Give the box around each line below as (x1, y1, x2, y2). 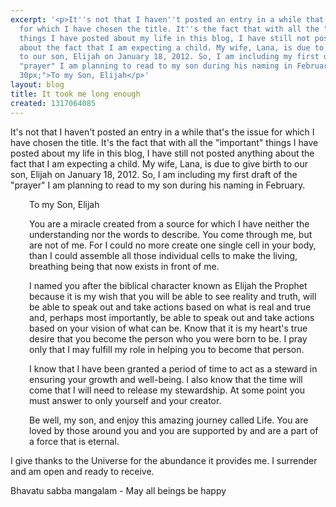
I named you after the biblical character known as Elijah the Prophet (29, 279, 308, 291)
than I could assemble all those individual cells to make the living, (29, 249, 298, 261)
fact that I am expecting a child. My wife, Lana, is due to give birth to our (10, 157, 308, 170)
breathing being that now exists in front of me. (29, 260, 220, 272)
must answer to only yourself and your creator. (29, 394, 222, 406)
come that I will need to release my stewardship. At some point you (29, 384, 305, 396)
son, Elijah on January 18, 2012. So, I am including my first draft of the (10, 168, 298, 180)
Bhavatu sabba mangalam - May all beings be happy (10, 484, 227, 496)
